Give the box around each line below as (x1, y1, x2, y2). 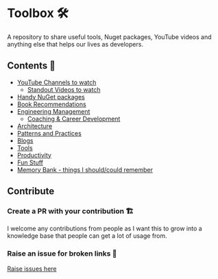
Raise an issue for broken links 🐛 (7, 249, 118, 258)
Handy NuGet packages (16, 93, 85, 101)
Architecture (16, 121, 53, 130)
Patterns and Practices (16, 129, 82, 137)
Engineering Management (16, 107, 90, 115)
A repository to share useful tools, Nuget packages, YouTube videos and (7, 32, 212, 41)
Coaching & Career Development (27, 114, 121, 123)
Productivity (16, 151, 51, 159)
